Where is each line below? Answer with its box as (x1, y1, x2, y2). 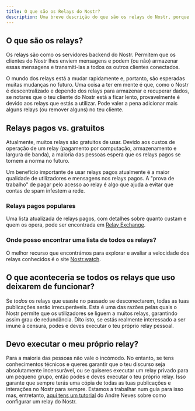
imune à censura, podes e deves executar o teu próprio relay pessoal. (6, 322, 174, 329)
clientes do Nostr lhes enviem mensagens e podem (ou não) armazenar (6, 57, 179, 64)
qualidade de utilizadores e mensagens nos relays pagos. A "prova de (6, 175, 175, 182)
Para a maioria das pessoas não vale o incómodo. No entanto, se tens (6, 355, 174, 362)
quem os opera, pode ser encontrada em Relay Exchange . (6, 221, 146, 228)
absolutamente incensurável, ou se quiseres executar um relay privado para (6, 367, 189, 374)
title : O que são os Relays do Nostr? (6, 8, 100, 15)
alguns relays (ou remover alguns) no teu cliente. (6, 106, 124, 113)
